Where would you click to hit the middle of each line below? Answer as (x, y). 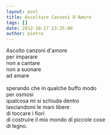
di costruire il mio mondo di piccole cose (56, 120)
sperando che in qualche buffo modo (51, 88)
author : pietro (25, 34)
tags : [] (17, 22)
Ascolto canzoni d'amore (37, 50)
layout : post (22, 12)
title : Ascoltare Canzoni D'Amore (49, 17)
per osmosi (20, 95)
